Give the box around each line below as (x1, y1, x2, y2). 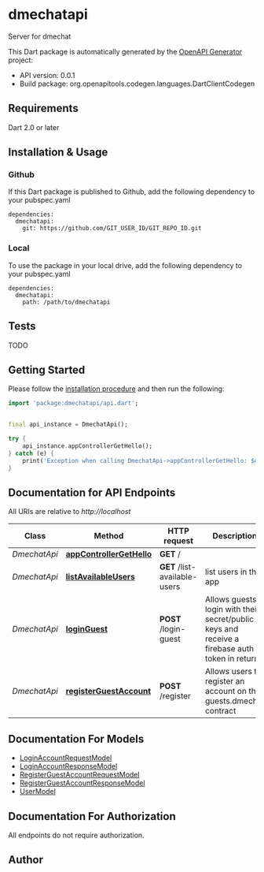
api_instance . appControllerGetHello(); (22, 442, 153, 450)
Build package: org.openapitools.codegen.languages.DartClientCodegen (19, 79, 255, 88)
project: (8, 55, 34, 65)
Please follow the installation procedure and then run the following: (8, 384, 225, 393)
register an (204, 676, 245, 687)
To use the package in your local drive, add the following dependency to (8, 260, 242, 270)
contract (204, 706, 236, 717)
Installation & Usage (8, 146, 108, 159)
